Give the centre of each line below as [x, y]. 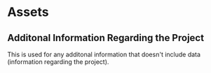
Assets [28, 12]
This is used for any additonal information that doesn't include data [104, 54]
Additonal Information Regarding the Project [106, 38]
